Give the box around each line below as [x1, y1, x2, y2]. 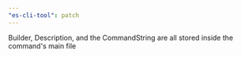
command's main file [8, 41, 77, 51]
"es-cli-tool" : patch [8, 11, 80, 20]
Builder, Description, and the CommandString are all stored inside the [8, 33, 234, 42]
